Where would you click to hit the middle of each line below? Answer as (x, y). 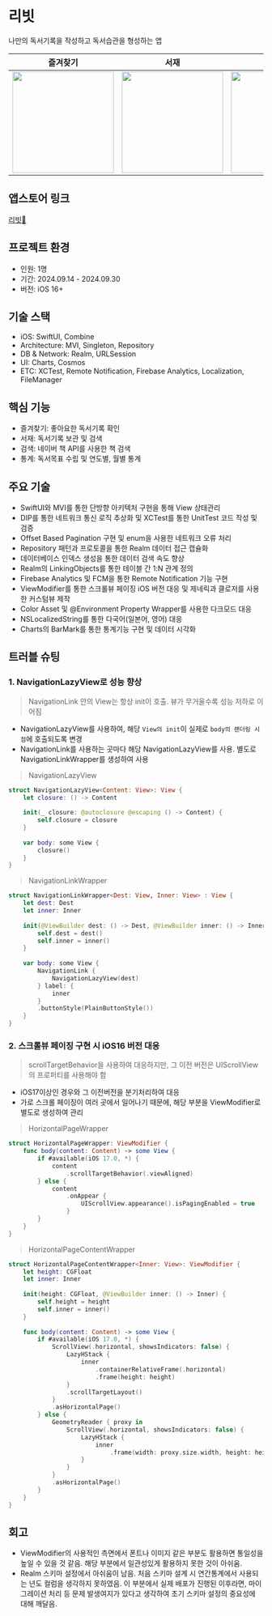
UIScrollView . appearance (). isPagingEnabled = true (168, 1204)
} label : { (56, 986)
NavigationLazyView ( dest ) (95, 978)
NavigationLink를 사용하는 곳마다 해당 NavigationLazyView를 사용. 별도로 (138, 749)
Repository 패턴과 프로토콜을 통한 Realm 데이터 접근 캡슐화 (114, 548)
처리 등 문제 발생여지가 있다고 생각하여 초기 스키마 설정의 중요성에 (152, 1594)
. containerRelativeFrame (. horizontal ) (161, 1369)
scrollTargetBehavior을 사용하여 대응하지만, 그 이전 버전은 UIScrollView (143, 1065)
